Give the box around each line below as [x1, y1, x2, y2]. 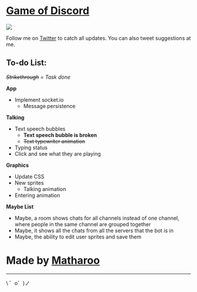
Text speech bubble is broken [23, 131, 97, 139]
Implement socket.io [14, 96, 64, 103]
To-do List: [6, 58, 47, 68]
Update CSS [14, 173, 45, 180]
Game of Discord [6, 4, 90, 18]
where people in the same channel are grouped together [14, 220, 151, 227]
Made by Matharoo [6, 254, 100, 267]
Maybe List [6, 203, 34, 210]
